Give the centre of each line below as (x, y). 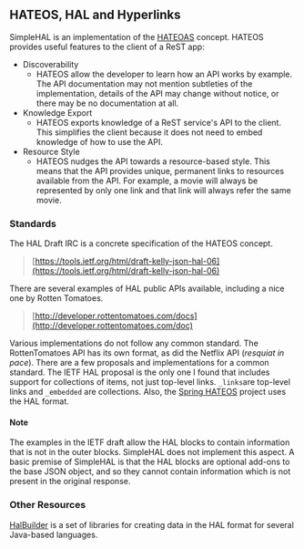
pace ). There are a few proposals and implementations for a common (140, 363)
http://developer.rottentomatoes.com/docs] (116, 316)
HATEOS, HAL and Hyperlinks (95, 15)
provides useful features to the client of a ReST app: (107, 47)
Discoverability (51, 64)
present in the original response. (70, 482)
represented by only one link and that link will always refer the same (163, 190)
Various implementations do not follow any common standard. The (134, 343)
